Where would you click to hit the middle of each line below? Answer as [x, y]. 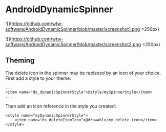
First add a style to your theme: [38, 78]
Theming [20, 61]
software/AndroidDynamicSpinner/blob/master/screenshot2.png [73, 44]
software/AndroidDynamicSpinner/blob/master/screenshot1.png [73, 29]
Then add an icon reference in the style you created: [61, 106]
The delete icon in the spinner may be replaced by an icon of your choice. [83, 73]
